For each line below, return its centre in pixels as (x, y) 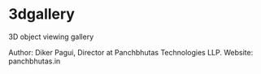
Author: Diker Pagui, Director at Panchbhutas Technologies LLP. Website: (131, 52)
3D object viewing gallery (51, 37)
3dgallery (42, 14)
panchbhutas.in (35, 61)
